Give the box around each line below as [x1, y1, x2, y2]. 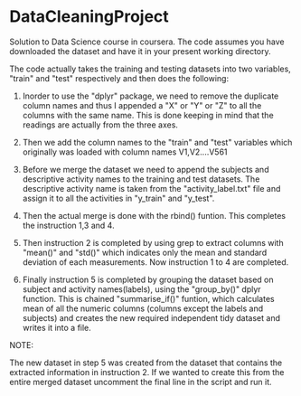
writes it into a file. [22, 322, 92, 333]
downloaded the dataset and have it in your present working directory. [9, 45, 271, 56]
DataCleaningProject [9, 6, 169, 27]
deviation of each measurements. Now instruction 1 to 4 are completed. [22, 256, 289, 268]
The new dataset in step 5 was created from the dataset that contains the [9, 357, 283, 368]
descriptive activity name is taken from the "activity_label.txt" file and [22, 183, 281, 193]
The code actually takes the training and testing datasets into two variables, [9, 63, 291, 74]
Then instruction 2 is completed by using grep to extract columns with [22, 237, 284, 248]
